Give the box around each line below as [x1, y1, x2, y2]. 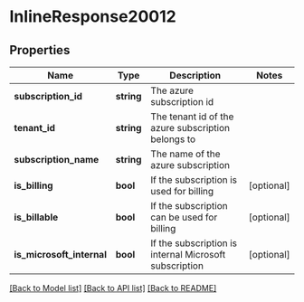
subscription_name [14, 154, 100, 165]
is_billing [14, 179, 53, 192]
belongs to [150, 133, 196, 146]
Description [169, 70, 222, 81]
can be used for [150, 211, 218, 223]
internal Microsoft [150, 249, 226, 260]
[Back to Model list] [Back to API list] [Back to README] [9, 283, 217, 293]
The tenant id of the [150, 110, 234, 123]
